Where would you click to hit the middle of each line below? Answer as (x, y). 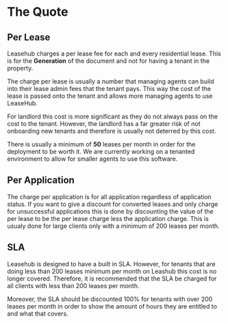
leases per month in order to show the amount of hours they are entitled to (112, 306)
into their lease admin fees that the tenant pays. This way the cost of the (109, 89)
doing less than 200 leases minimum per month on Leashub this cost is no (112, 271)
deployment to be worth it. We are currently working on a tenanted (101, 152)
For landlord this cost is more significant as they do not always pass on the (112, 116)
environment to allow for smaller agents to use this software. (92, 159)
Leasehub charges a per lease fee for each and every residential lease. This (114, 53)
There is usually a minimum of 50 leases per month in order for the (101, 144)
